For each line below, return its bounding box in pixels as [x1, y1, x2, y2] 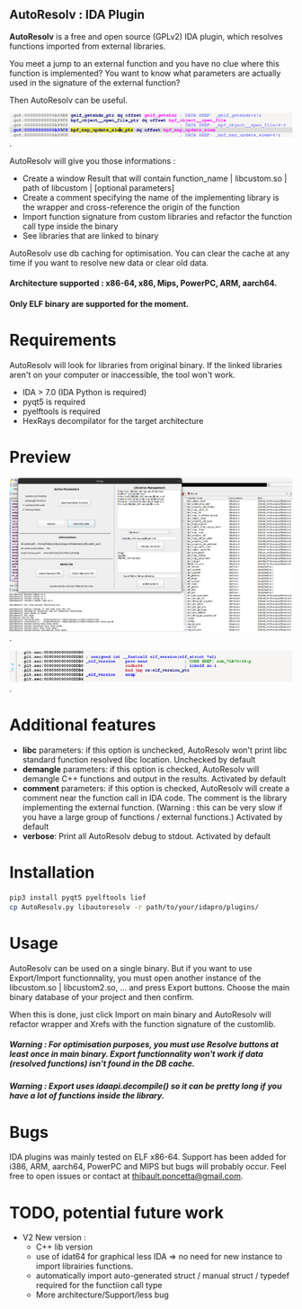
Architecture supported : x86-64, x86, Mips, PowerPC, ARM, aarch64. [9, 278, 278, 289]
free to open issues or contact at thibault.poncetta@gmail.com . [9, 1170, 244, 1182]
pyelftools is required [22, 405, 101, 417]
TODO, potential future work [9, 1202, 225, 1223]
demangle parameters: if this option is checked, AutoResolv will [22, 763, 260, 774]
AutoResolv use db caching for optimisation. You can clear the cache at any [9, 248, 290, 258]
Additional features [9, 715, 156, 736]
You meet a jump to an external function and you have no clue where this [9, 58, 280, 68]
